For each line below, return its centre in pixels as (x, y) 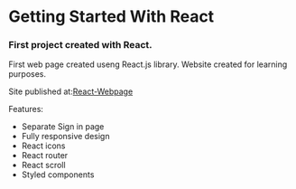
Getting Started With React (111, 17)
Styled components (58, 175)
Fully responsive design (65, 137)
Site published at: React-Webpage (71, 91)
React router (45, 156)
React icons (43, 146)
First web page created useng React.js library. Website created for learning (148, 64)
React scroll (43, 165)
